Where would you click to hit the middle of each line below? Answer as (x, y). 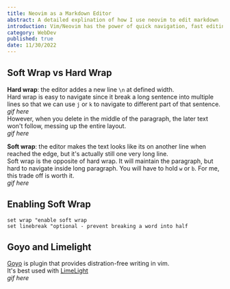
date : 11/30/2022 (32, 45)
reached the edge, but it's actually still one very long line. (88, 153)
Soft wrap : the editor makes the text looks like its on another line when (107, 146)
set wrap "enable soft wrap (47, 220)
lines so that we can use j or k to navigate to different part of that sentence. (114, 104)
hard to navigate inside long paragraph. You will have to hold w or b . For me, (113, 168)
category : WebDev (32, 33)
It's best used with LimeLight (48, 271)
